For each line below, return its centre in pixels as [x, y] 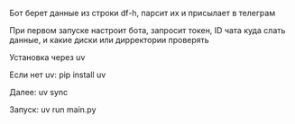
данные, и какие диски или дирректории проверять [109, 40]
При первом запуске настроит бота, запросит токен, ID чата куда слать [147, 30]
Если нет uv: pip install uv [58, 75]
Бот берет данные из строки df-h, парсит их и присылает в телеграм [143, 13]
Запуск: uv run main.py [53, 110]
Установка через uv [47, 57]
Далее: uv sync [39, 92]
